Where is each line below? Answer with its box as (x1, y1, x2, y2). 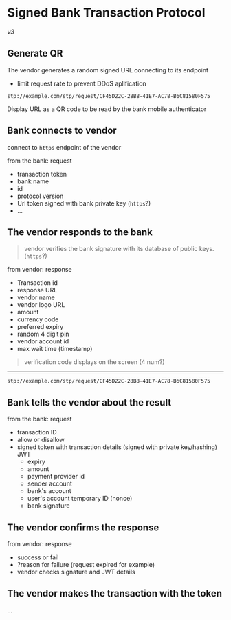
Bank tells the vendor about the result (7, 397, 172, 408)
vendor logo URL (16, 301, 65, 309)
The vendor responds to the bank (7, 226, 153, 238)
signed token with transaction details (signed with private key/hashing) (16, 443, 218, 451)
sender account (27, 479, 72, 488)
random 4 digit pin (16, 330, 70, 339)
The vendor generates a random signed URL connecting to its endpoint (7, 66, 208, 74)
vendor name (16, 293, 55, 301)
